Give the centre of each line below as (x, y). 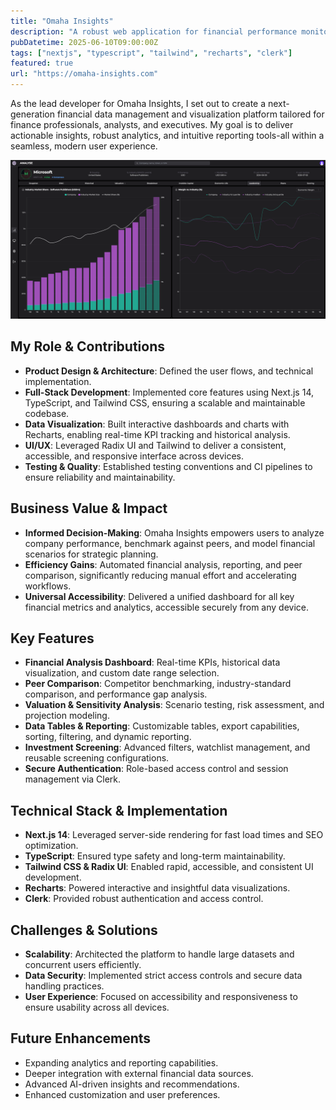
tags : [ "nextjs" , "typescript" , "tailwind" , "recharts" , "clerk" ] (151, 53)
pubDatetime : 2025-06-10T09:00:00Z (84, 42)
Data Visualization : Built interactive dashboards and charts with (157, 424)
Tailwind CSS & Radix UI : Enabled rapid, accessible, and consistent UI (169, 867)
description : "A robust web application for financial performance (154, 31)
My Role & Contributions (87, 346)
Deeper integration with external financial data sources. (139, 1073)
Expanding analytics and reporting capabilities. (121, 1062)
